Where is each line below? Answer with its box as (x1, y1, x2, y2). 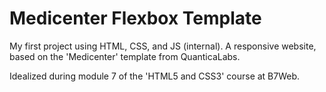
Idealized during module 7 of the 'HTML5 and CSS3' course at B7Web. (9, 70, 301, 82)
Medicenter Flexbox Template (9, 7, 262, 30)
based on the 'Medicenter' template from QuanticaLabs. (9, 50, 241, 62)
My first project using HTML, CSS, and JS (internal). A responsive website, (9, 40, 317, 52)
